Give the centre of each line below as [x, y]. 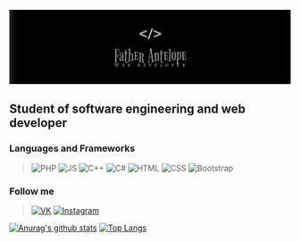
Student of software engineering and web [128, 109]
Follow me [32, 191]
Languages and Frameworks [72, 148]
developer [38, 123]
